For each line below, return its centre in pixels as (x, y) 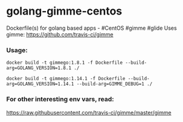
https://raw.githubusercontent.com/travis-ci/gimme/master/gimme (89, 112)
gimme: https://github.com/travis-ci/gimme (60, 34)
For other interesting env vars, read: (60, 100)
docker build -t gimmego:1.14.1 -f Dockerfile (66, 79)
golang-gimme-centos (64, 11)
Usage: (17, 50)
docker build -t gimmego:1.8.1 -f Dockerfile (64, 63)
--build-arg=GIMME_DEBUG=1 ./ (114, 84)
